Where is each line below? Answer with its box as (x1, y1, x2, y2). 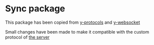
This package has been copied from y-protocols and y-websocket (5, 19, 140, 25)
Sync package (5, 3, 65, 14)
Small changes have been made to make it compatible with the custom (5, 29, 150, 35)
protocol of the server (5, 34, 50, 40)
